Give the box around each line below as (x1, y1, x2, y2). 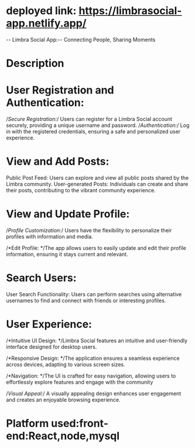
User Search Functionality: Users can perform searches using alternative (6, 290, 182, 297)
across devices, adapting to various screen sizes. (6, 360, 125, 368)
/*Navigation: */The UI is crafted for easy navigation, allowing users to (6, 372, 176, 379)
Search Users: (6, 272, 77, 285)
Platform (6, 417, 49, 430)
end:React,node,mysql (6, 429, 120, 442)
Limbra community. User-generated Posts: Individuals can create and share (6, 180, 189, 188)
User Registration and (6, 83, 114, 97)
